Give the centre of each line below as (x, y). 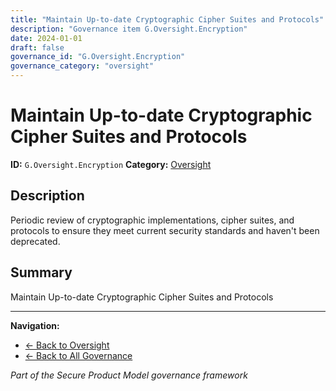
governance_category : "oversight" (82, 66)
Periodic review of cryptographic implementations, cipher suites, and (152, 220)
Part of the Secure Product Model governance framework (129, 375)
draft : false (37, 47)
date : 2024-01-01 (46, 38)
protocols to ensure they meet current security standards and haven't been (165, 230)
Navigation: (35, 325)
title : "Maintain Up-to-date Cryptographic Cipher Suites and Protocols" (167, 19)
